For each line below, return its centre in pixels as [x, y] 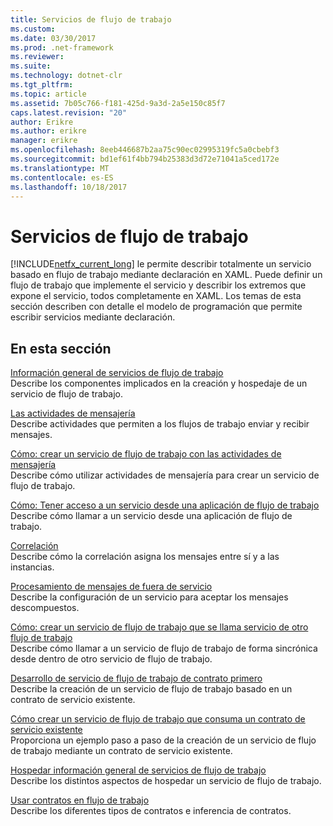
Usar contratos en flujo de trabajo [80, 800]
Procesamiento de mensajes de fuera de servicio [111, 587]
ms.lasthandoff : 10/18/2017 [69, 187]
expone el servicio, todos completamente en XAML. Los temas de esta [156, 296]
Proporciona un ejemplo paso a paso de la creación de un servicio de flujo [163, 740]
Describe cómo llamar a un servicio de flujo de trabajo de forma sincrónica [164, 648]
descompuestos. [45, 608]
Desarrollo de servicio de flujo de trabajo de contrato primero [136, 678]
